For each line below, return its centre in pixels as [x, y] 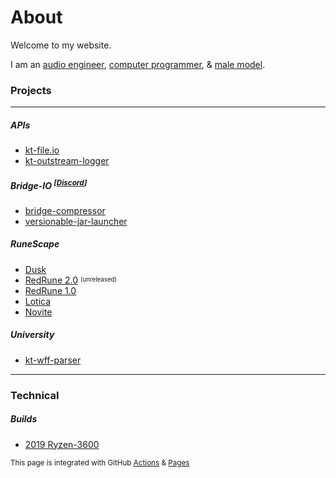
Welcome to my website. [61, 45]
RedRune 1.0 [50, 290]
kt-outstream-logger [67, 161]
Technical [35, 395]
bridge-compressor [65, 210]
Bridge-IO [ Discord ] [49, 184]
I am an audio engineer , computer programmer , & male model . [138, 64]
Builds [24, 419]
